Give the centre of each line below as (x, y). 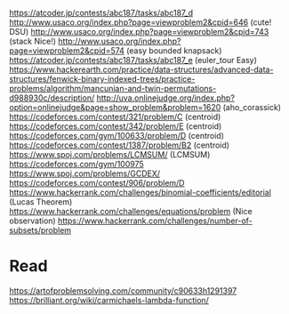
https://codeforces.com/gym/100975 (76, 164)
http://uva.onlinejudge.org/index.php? (166, 98)
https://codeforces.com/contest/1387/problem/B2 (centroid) (119, 145)
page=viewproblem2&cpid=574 (67, 51)
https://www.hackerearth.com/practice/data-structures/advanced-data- (141, 69)
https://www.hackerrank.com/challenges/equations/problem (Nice (131, 211)
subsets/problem (40, 230)
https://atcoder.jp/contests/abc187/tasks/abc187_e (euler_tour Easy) (133, 60)
